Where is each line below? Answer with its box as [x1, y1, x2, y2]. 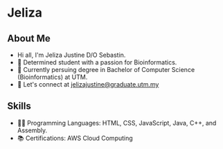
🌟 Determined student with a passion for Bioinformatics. [17, 58, 177, 67]
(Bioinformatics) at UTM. [17, 73, 88, 81]
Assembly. [17, 126, 47, 134]
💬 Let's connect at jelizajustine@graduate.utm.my [17, 80, 159, 88]
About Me [7, 33, 51, 44]
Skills [7, 100, 31, 112]
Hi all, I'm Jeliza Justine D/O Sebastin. [17, 51, 126, 59]
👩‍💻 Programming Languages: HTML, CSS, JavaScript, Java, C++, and [17, 119, 217, 127]
